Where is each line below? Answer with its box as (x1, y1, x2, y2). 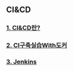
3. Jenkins (6, 58, 37, 66)
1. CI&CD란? (6, 24, 40, 32)
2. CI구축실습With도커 (6, 41, 67, 50)
